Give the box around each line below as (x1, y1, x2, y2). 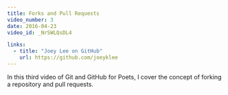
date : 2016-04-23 (7, 23, 57, 29)
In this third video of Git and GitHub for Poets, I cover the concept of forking (7, 72, 222, 81)
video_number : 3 (7, 16, 54, 23)
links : (7, 42, 26, 49)
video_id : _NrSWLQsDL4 (7, 29, 72, 36)
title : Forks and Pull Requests (7, 10, 100, 17)
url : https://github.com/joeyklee (19, 54, 118, 62)
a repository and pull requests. (7, 80, 94, 88)
